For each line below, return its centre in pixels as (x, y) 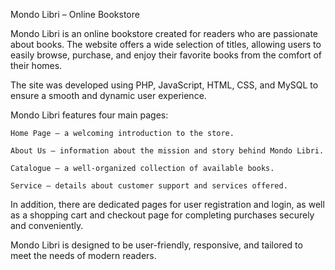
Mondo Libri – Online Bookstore (75, 14)
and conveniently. (47, 225)
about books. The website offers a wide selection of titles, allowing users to (166, 44)
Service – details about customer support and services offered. (149, 186)
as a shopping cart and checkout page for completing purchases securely (162, 215)
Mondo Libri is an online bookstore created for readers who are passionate (164, 33)
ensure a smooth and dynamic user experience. (108, 95)
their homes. (36, 65)
